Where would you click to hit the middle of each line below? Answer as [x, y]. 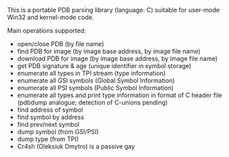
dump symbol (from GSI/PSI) [58, 132]
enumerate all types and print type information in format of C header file [120, 95]
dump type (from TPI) [48, 139]
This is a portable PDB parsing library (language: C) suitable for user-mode [113, 10]
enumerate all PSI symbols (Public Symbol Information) [95, 88]
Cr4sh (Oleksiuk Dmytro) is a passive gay [76, 146]
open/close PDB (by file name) [61, 44]
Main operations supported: [47, 31]
